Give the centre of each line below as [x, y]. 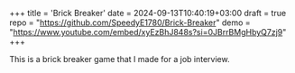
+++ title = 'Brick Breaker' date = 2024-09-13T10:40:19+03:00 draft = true [148, 13]
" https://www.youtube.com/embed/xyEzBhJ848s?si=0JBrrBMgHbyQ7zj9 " [148, 32]
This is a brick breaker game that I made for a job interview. [120, 59]
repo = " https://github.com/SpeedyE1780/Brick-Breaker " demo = [130, 23]
